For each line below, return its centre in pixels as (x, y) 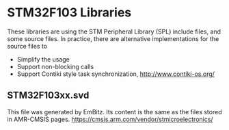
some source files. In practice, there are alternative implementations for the (113, 38)
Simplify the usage (43, 59)
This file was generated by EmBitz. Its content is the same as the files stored (114, 112)
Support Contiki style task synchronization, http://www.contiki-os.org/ (116, 74)
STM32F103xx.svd (48, 95)
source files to (27, 46)
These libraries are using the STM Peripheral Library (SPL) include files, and (114, 31)
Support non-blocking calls (55, 66)
